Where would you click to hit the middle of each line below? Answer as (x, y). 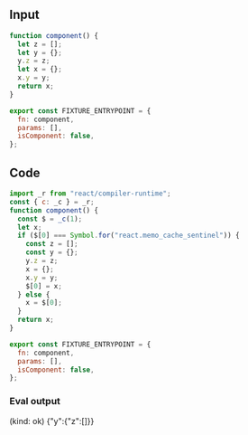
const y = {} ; (52, 252)
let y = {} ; (40, 52)
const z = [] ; (52, 244)
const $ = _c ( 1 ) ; (50, 219)
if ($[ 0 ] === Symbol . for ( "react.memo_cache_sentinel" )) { (129, 236)
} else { (34, 294)
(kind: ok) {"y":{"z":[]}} (52, 421)
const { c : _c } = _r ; (52, 202)
